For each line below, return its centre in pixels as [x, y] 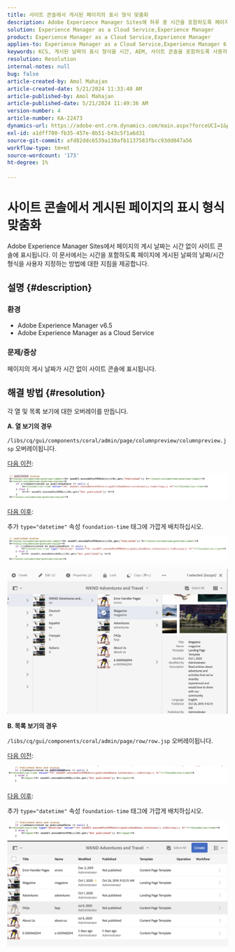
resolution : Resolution [42, 60]
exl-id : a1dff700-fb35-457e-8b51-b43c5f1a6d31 [76, 133]
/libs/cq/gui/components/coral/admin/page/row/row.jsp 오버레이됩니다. [110, 741]
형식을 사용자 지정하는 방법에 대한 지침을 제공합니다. [78, 264]
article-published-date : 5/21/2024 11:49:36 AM [78, 104]
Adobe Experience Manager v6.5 [65, 325]
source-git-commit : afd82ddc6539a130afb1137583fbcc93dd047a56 [100, 140]
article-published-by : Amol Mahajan [60, 96]
